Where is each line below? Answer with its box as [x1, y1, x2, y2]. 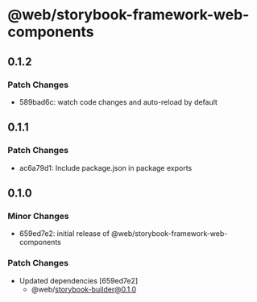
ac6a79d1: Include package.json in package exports [19, 163, 193, 172]
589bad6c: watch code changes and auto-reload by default [19, 97, 218, 106]
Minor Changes [7, 210, 69, 221]
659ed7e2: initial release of [19, 229, 110, 238]
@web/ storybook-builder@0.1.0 [31, 284, 137, 294]
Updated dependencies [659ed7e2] [19, 275, 139, 285]
